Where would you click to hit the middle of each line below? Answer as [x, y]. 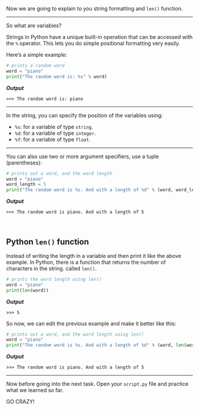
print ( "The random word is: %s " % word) [57, 76]
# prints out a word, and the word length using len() [75, 334]
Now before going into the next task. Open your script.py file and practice [97, 384]
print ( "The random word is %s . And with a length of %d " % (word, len [95, 346]
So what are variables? [34, 25]
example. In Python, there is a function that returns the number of [86, 262]
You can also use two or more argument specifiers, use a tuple [83, 156]
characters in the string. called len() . [51, 268]
